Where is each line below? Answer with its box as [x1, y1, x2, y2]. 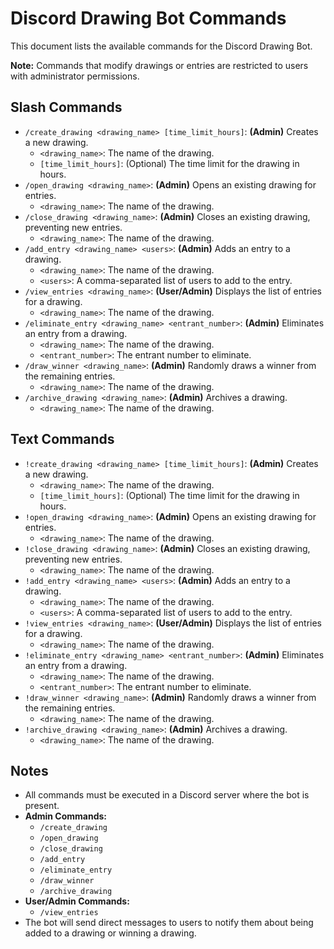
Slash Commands [10, 99, 123, 116]
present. [24, 800, 60, 812]
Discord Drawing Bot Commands [10, 7, 287, 30]
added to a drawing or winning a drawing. [24, 927, 197, 939]
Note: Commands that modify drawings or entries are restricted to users [10, 59, 309, 71]
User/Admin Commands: [24, 895, 130, 907]
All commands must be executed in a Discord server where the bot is [24, 789, 310, 801]
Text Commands [10, 431, 115, 448]
